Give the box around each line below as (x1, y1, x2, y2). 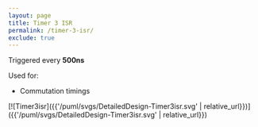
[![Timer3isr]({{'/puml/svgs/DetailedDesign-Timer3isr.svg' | (8, 102, 202, 111)
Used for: (8, 71, 39, 80)
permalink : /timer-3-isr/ (8, 26, 94, 34)
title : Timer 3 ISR (8, 19, 73, 27)
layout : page (8, 11, 52, 20)
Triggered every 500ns (8, 56, 85, 65)
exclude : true (8, 33, 56, 42)
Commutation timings (19, 87, 90, 96)
